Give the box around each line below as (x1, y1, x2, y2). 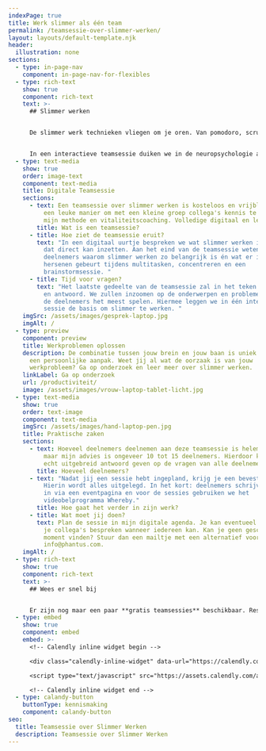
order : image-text (22, 172, 83, 180)
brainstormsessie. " (43, 268, 112, 276)
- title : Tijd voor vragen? (28, 275, 123, 283)
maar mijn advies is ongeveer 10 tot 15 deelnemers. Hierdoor (43, 452, 253, 460)
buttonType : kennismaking (22, 701, 108, 709)
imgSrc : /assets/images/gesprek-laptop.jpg (22, 312, 169, 320)
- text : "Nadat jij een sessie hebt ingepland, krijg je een (28, 474, 236, 482)
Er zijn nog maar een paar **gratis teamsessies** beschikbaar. (28, 606, 246, 615)
